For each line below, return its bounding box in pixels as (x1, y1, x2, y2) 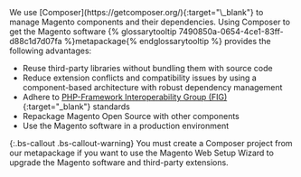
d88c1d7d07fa (9, 36, 62, 46)
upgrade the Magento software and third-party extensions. (9, 157, 229, 168)
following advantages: (9, 45, 92, 56)
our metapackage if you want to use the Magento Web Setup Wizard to (9, 147, 274, 158)
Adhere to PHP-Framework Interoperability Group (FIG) (22, 92, 228, 102)
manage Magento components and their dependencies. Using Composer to (9, 16, 291, 27)
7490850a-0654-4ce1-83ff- (178, 26, 284, 37)
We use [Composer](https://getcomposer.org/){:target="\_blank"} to (9, 7, 264, 17)
